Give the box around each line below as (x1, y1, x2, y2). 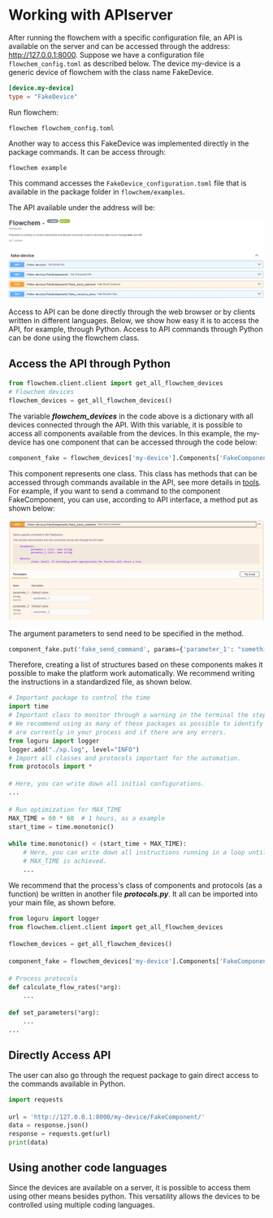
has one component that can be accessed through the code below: (32, 437, 258, 447)
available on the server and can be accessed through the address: (8, 41, 230, 50)
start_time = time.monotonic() (8, 822, 115, 831)
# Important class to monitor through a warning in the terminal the (8, 711, 249, 720)
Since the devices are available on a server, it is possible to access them (8, 1182, 251, 1192)
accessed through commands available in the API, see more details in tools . (8, 477, 262, 487)
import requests (8, 1095, 63, 1104)
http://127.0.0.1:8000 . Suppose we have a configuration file (8, 50, 205, 59)
